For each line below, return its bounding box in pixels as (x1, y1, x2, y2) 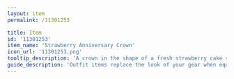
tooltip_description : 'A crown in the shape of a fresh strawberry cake (7, 55, 223, 62)
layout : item (7, 10, 45, 17)
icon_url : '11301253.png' (7, 49, 82, 55)
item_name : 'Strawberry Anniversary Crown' (7, 42, 136, 49)
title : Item (7, 29, 42, 36)
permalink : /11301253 (7, 17, 70, 24)
